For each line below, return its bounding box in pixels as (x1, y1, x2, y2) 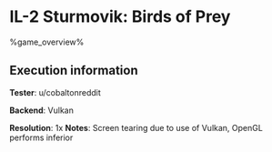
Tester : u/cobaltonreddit (9, 86, 102, 97)
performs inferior (9, 132, 74, 143)
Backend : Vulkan (9, 105, 75, 116)
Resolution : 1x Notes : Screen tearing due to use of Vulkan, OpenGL (9, 122, 264, 133)
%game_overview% (9, 36, 85, 47)
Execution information (9, 63, 138, 78)
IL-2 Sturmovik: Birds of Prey (9, 6, 231, 27)
